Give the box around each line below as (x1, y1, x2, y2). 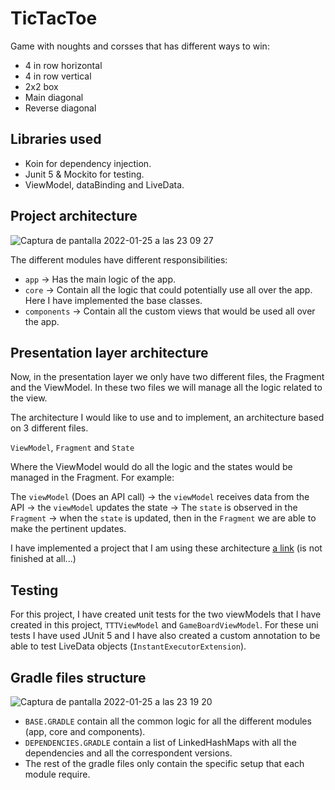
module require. (24, 768, 91, 780)
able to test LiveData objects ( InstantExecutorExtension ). (10, 640, 247, 652)
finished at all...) (10, 553, 77, 565)
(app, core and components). (24, 726, 146, 737)
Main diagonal (24, 91, 84, 103)
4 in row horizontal (24, 59, 103, 71)
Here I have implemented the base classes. (24, 294, 203, 306)
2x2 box (24, 80, 59, 92)
